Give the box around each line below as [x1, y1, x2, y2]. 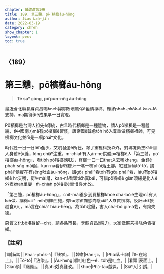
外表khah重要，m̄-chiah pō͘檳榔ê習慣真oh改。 [5, 181, 97, 187]
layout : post [5, 35, 32, 39]
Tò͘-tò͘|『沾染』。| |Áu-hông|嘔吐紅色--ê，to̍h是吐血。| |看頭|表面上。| [19, 257, 158, 263]
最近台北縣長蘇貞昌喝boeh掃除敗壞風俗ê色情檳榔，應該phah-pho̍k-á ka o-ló [5, 106, 157, 112]
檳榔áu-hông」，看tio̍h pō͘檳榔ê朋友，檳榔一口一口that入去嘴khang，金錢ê [5, 157, 152, 163]
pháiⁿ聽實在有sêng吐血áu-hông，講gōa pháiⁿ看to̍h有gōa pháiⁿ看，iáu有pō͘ [5, 169, 154, 175]
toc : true [5, 39, 25, 44]
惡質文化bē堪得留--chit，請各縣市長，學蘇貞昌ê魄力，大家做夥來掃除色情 [5, 220, 152, 226]
